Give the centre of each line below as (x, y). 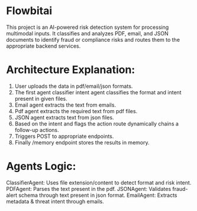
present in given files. (41, 98)
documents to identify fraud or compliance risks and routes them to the (93, 39)
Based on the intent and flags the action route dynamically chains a (97, 123)
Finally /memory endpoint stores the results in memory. (82, 142)
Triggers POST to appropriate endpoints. (64, 136)
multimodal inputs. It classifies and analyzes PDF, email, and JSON (87, 33)
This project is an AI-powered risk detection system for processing (88, 27)
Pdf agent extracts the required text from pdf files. (76, 111)
